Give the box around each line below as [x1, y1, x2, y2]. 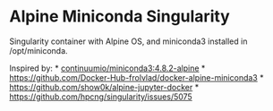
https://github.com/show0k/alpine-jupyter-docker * [9, 81, 200, 92]
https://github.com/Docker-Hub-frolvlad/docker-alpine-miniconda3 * [9, 72, 264, 82]
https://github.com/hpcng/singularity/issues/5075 [9, 91, 192, 102]
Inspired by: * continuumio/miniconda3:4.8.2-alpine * [9, 63, 206, 73]
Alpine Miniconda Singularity [9, 6, 230, 27]
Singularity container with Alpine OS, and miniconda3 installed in [9, 36, 248, 47]
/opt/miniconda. [9, 45, 69, 55]
